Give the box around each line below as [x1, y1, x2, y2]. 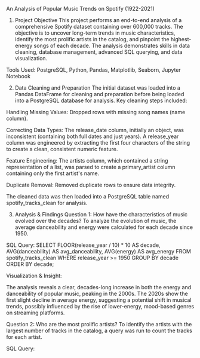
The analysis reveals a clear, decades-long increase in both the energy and [6, 284, 192, 290]
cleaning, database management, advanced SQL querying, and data [14, 48, 183, 56]
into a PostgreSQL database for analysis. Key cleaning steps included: [14, 97, 187, 104]
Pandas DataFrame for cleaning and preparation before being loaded [14, 91, 184, 97]
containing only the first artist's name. [6, 170, 100, 177]
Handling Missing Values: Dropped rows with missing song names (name [6, 109, 186, 115]
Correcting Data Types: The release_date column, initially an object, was [6, 127, 184, 133]
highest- [170, 36, 192, 42]
